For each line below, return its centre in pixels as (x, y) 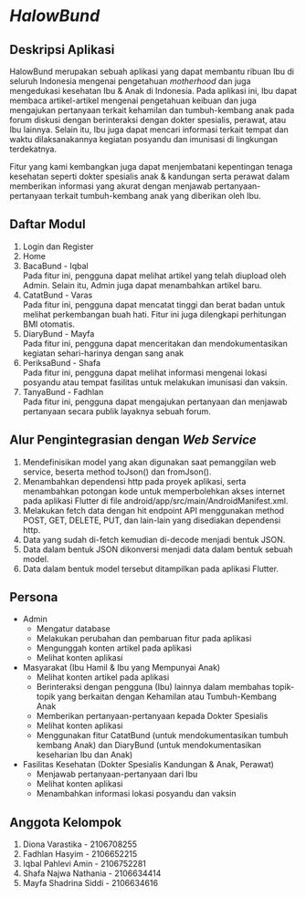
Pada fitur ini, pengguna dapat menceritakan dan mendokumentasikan (155, 343)
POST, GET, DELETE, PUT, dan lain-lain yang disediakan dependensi (152, 520)
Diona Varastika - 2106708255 (80, 844)
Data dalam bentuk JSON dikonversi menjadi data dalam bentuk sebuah (158, 549)
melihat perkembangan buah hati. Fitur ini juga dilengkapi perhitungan (154, 314)
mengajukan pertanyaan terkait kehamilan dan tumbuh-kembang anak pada (152, 110)
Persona (34, 597)
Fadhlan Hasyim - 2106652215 (80, 854)
